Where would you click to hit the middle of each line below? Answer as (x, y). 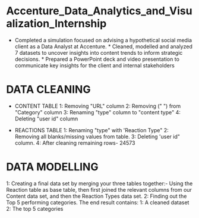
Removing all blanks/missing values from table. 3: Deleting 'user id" (97, 136)
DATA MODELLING (52, 167)
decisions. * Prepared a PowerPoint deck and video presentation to (97, 59)
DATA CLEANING (48, 90)
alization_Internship (56, 24)
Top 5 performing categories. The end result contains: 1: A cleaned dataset (98, 202)
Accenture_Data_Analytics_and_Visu (99, 11)
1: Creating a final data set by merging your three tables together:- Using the (99, 183)
